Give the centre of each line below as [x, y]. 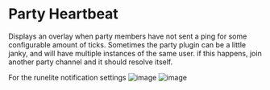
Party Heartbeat [63, 14]
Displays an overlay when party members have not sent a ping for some [128, 36]
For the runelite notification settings [67, 77]
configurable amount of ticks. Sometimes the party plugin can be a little [127, 44]
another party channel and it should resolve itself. [91, 62]
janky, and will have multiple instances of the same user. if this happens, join [135, 53]
